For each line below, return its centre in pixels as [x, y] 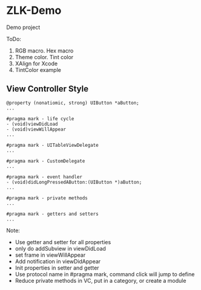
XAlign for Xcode [36, 63]
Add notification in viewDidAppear [58, 261]
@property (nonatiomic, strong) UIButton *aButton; [73, 103]
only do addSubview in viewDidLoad [60, 248]
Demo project [23, 27]
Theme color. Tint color [44, 57]
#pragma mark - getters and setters [52, 214]
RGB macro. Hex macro [44, 50]
